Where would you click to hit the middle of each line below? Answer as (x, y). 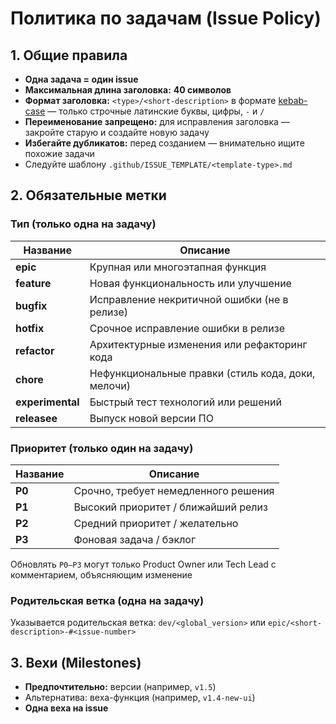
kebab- (293, 100)
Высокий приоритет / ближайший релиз (170, 507)
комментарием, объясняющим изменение (101, 574)
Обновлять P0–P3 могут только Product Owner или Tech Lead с (143, 564)
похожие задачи (59, 153)
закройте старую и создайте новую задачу (117, 132)
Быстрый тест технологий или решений (185, 402)
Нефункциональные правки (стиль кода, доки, (202, 373)
